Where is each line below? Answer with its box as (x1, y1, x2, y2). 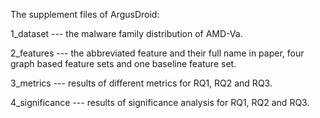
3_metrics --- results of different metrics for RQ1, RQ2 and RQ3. (10, 77, 273, 89)
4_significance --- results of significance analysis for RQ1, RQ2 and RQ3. (10, 97, 310, 108)
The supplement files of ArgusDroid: (10, 9, 160, 20)
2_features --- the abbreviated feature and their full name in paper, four (10, 47, 305, 59)
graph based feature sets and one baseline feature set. (10, 58, 237, 69)
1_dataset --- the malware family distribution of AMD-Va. (10, 28, 243, 39)
